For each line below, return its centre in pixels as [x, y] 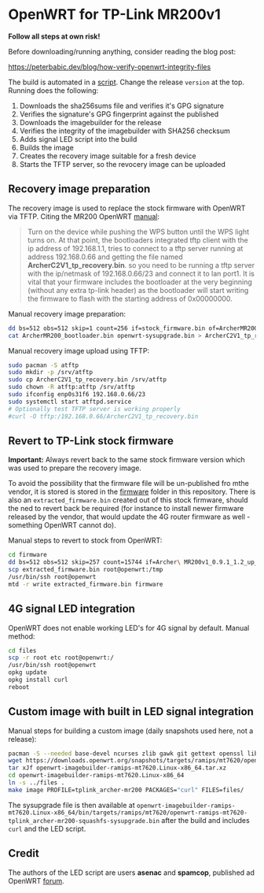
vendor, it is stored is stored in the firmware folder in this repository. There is [132, 492]
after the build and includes [205, 820]
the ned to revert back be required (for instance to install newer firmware [126, 509]
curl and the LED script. [47, 828]
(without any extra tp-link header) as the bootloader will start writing [138, 290]
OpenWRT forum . [36, 880]
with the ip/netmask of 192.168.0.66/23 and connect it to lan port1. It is [141, 273]
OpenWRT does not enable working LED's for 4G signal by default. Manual [129, 628]
